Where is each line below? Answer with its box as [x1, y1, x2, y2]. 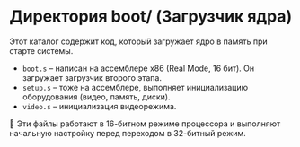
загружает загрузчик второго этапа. [22, 72, 162, 82]
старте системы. [9, 45, 74, 56]
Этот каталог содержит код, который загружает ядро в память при [9, 36, 268, 47]
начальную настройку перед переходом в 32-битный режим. [9, 127, 247, 138]
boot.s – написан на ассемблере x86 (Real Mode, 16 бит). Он [22, 63, 254, 73]
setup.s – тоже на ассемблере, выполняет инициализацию [22, 82, 249, 92]
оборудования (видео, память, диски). [22, 91, 171, 102]
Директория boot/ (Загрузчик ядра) [9, 6, 293, 27]
